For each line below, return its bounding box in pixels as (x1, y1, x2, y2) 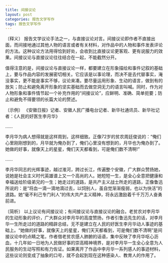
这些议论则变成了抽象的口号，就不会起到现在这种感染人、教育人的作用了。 (5, 252, 158, 258)
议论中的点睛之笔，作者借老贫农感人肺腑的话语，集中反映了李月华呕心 (9, 233, 154, 239)
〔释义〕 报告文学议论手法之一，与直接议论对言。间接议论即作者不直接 (5, 36, 151, 42)
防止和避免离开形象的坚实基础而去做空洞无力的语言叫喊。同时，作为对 (18, 84, 163, 90)
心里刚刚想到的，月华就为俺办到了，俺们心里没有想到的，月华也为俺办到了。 (5, 140, 163, 146)
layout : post (5, 12, 32, 17)
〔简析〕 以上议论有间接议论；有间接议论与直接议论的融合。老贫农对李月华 (5, 208, 160, 214)
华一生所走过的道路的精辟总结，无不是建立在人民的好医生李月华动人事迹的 (5, 221, 158, 227)
